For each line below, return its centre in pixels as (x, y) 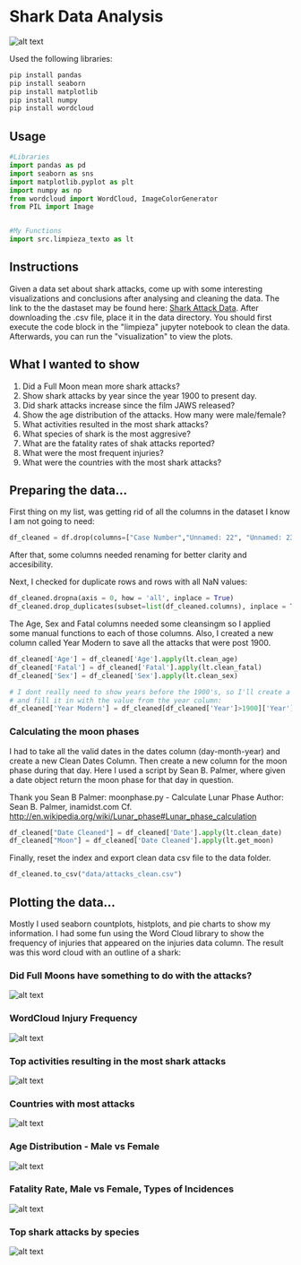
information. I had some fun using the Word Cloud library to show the (137, 934)
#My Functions (36, 231)
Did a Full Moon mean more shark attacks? (101, 386)
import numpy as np (46, 190)
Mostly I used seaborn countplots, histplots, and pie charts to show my (140, 924)
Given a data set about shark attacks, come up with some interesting (136, 288)
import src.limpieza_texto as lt (72, 239)
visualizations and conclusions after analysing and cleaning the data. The (145, 298)
